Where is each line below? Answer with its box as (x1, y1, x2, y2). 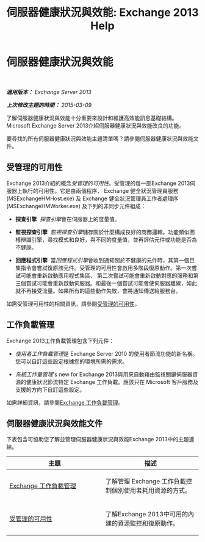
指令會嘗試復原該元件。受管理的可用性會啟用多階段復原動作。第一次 (20, 264, 192, 272)
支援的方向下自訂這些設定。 (15, 386, 85, 393)
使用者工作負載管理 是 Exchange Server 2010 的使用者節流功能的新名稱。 (15, 350, 198, 357)
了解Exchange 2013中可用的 (106, 510, 188, 519)
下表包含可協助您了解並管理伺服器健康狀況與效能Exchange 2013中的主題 (6, 436, 189, 443)
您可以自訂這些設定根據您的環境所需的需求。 (15, 358, 128, 365)
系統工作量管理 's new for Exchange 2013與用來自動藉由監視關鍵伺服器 (15, 370, 193, 378)
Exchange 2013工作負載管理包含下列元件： (6, 337, 115, 344)
